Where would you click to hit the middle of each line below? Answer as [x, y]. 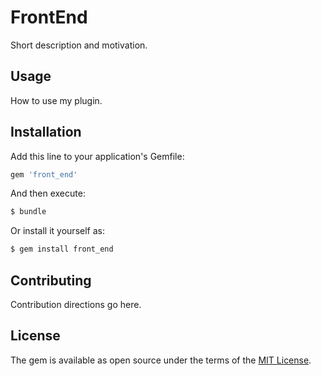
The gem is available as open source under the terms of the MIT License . [161, 360]
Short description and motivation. [79, 45]
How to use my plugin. [56, 100]
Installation [46, 132]
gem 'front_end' [44, 174]
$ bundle [28, 212]
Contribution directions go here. [76, 304]
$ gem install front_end [62, 249]
